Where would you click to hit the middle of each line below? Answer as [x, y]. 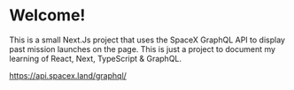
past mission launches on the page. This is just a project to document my [143, 49]
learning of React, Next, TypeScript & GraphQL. [96, 58]
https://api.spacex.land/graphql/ [68, 75]
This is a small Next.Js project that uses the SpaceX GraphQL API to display [147, 40]
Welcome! [47, 15]
